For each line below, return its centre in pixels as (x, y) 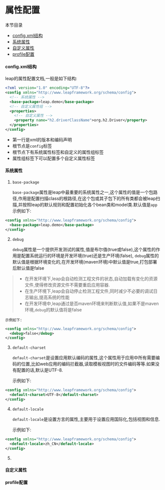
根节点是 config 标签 (32, 146)
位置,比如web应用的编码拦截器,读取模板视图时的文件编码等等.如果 (88, 364)
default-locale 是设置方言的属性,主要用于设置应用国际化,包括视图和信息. (86, 419)
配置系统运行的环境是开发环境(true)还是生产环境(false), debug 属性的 (90, 255)
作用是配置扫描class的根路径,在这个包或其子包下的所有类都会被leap (87, 198)
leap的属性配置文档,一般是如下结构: (41, 79)
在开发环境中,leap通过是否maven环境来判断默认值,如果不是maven (92, 303)
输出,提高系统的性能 (49, 297)
